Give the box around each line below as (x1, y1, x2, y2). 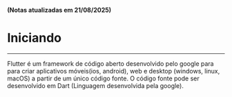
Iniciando (7, 30, 62, 46)
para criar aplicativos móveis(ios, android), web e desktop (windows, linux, (7, 67, 220, 75)
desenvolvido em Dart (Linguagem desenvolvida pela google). (7, 81, 184, 89)
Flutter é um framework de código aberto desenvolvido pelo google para (7, 59, 214, 68)
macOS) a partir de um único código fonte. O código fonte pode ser (7, 74, 200, 82)
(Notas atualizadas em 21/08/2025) (7, 6, 112, 14)
